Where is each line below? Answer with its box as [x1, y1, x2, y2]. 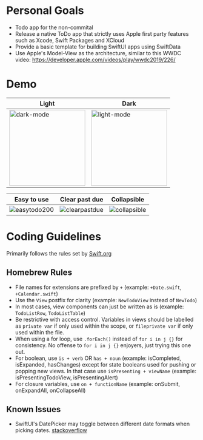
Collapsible [111, 195, 144, 203]
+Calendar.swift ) [15, 289, 59, 297]
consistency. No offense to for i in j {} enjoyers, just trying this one [15, 341, 191, 349]
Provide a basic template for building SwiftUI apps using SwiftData [15, 43, 181, 50]
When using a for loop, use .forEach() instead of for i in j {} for [15, 335, 183, 342]
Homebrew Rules [6, 268, 73, 278]
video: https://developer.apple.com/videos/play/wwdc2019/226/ [15, 56, 176, 63]
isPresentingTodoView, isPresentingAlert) [15, 374, 118, 381]
